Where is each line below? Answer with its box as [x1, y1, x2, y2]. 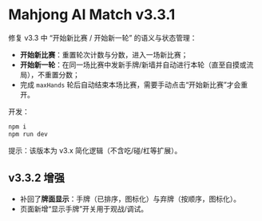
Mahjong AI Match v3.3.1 [8, 6, 176, 24]
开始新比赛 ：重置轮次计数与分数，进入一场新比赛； [19, 49, 189, 59]
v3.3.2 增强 [8, 172, 65, 185]
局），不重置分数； [19, 69, 80, 79]
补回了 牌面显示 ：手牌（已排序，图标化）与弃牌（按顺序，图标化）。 [19, 194, 241, 203]
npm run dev [8, 130, 48, 138]
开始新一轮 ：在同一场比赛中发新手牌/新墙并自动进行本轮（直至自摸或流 [19, 60, 254, 69]
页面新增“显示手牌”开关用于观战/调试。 [19, 203, 149, 213]
